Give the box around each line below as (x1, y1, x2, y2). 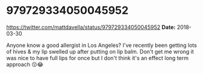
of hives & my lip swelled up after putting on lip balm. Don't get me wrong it (6, 48, 194, 55)
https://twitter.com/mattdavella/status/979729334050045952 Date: (6, 23, 176, 31)
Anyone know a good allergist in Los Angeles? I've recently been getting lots (6, 42, 197, 49)
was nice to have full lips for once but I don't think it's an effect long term (6, 54, 189, 61)
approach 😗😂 (6, 61, 44, 68)
